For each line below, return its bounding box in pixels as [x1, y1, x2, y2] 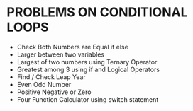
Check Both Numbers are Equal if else [16, 42, 128, 51]
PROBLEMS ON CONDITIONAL [6, 4, 188, 21]
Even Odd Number [16, 80, 72, 88]
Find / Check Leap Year [16, 72, 86, 81]
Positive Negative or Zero [16, 88, 92, 96]
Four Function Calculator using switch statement [16, 95, 159, 103]
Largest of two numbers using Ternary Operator [16, 57, 158, 66]
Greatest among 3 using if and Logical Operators [16, 65, 160, 74]
